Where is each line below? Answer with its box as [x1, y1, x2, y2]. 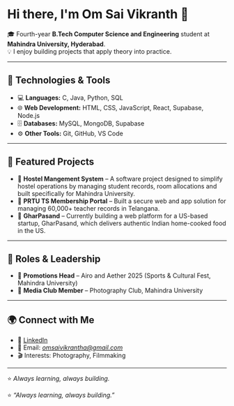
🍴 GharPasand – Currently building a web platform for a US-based [17, 211, 208, 220]
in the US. [17, 226, 46, 234]
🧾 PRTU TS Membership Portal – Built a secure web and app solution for [17, 197, 226, 205]
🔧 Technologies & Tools [7, 75, 111, 87]
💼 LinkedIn [17, 336, 48, 345]
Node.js [17, 111, 40, 119]
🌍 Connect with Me [7, 314, 95, 326]
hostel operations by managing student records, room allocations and [17, 181, 217, 190]
